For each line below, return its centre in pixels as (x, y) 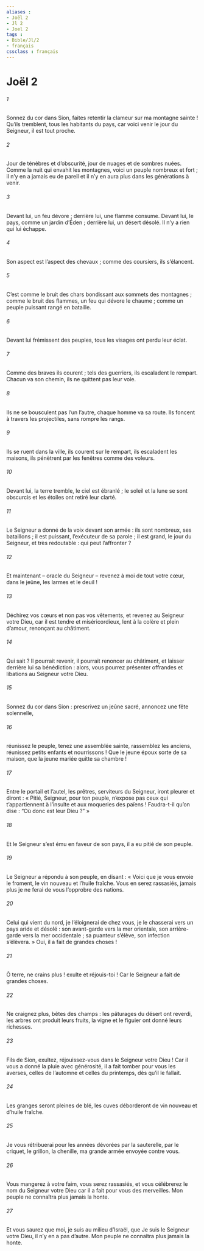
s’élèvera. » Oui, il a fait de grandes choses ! (62, 942)
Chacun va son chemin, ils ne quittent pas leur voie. (71, 379)
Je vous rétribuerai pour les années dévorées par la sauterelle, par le (93, 1145)
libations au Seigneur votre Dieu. (47, 674)
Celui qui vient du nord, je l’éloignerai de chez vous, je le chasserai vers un (100, 922)
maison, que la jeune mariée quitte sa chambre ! (66, 759)
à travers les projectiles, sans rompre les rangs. (66, 418)
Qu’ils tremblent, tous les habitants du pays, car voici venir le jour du (92, 124)
